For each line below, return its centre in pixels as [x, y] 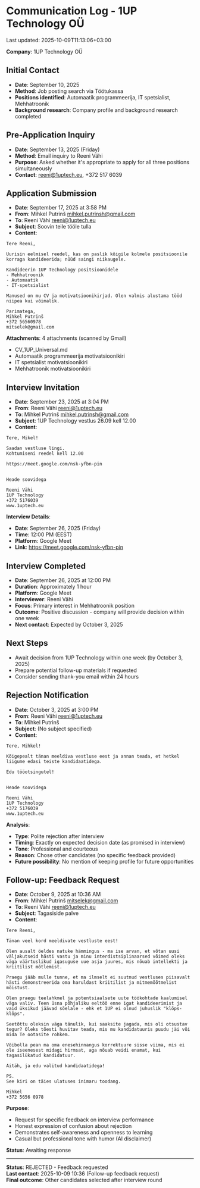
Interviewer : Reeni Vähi [44, 599]
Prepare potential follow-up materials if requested [76, 670]
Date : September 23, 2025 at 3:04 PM [62, 402]
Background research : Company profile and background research [96, 110]
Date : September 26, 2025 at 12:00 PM [63, 580]
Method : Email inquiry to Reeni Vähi [59, 155]
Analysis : [18, 824]
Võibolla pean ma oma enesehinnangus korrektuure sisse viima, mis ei [96, 1045]
